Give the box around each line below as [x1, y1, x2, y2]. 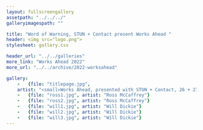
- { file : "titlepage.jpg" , [17, 81, 91, 87]
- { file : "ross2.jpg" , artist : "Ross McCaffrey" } [17, 98, 150, 104]
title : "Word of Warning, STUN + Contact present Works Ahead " [6, 31, 172, 37]
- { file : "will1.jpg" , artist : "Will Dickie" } [17, 103, 142, 109]
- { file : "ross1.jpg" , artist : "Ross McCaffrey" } [17, 92, 150, 99]
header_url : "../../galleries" [6, 53, 85, 59]
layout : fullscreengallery [6, 8, 74, 15]
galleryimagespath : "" [6, 20, 63, 26]
